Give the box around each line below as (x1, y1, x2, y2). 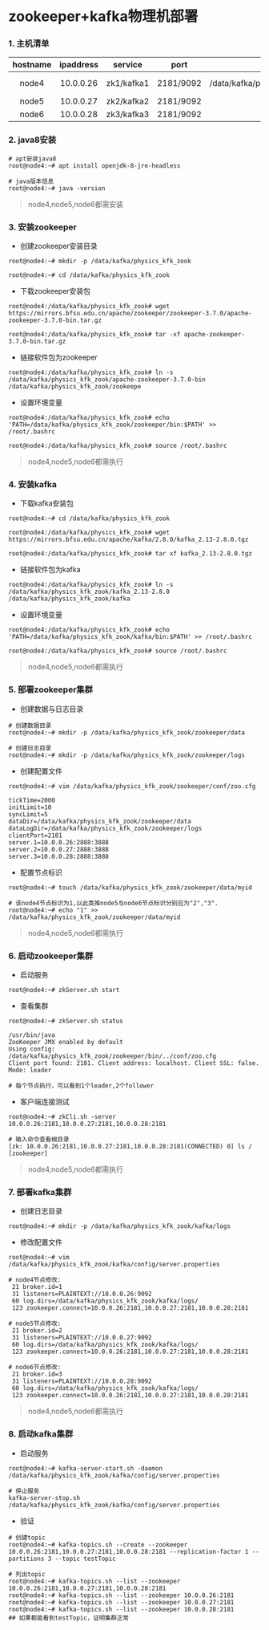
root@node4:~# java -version (8, 184, 106, 193)
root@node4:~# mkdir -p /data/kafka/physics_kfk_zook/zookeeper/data (8, 728, 246, 737)
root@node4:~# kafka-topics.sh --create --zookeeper (8, 1540, 188, 1549)
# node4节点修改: (8, 1276, 62, 1284)
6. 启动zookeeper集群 (8, 950, 94, 961)
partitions (8, 1555, 45, 1563)
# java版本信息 (8, 177, 54, 185)
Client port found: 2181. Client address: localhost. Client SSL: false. (8, 1059, 260, 1067)
